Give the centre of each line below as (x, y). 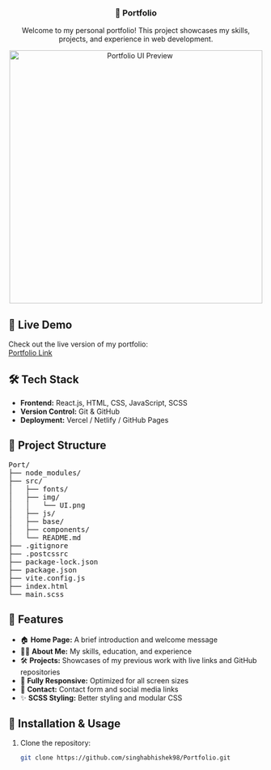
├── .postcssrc (38, 553)
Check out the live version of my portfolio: (78, 344)
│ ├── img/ (34, 497)
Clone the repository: (55, 743)
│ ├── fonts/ (38, 489)
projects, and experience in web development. (136, 39)
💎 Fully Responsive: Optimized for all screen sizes (104, 680)
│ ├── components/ (49, 529)
